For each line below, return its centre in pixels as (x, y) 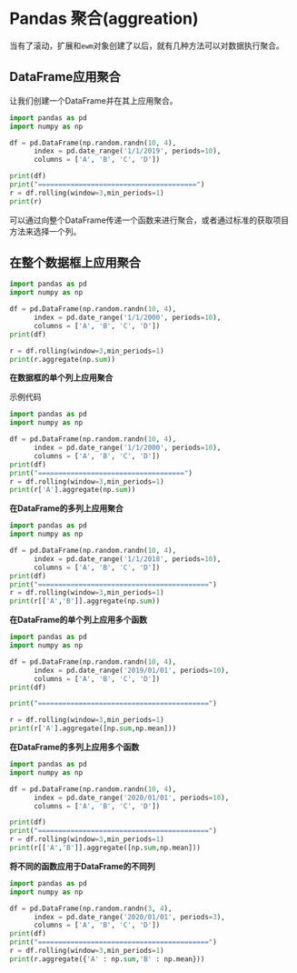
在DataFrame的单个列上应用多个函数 (79, 620)
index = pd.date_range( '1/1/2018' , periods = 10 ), (127, 559)
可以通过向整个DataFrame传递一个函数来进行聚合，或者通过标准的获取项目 (149, 220)
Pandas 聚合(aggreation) (104, 19)
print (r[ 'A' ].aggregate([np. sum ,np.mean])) (93, 728)
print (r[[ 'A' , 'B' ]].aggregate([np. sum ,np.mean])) (105, 848)
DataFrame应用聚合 (65, 77)
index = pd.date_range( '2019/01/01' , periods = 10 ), (131, 670)
